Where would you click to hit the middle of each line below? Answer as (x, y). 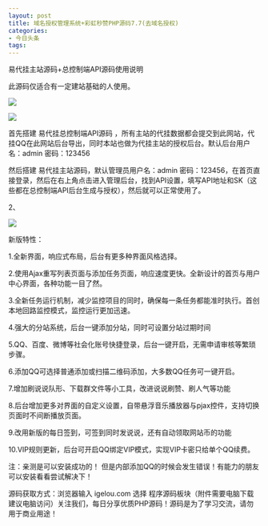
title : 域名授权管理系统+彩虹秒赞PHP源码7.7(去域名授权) (94, 23)
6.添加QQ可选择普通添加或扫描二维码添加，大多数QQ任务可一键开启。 (124, 371)
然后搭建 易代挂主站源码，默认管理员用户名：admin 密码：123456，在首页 (131, 171)
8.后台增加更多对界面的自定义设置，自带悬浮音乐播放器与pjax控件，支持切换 (134, 406)
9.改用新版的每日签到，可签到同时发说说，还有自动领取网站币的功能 (120, 432)
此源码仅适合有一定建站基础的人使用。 (71, 86)
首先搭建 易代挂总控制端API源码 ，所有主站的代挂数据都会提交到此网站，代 (132, 134)
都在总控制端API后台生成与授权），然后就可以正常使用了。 (110, 191)
